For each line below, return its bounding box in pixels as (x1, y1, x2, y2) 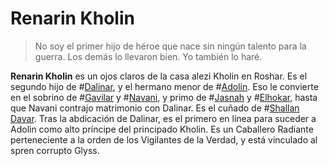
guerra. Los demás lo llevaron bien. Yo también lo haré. (34, 50, 263, 62)
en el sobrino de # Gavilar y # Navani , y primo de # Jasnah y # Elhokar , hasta (10, 91, 318, 103)
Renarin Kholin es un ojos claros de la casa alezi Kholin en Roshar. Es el (10, 70, 308, 82)
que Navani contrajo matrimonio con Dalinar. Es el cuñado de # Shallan (10, 102, 300, 114)
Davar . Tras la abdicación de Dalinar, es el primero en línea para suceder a (10, 112, 317, 124)
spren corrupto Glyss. (10, 144, 100, 156)
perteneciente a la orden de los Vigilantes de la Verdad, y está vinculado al (10, 133, 318, 146)
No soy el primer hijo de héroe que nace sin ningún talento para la (34, 40, 307, 52)
